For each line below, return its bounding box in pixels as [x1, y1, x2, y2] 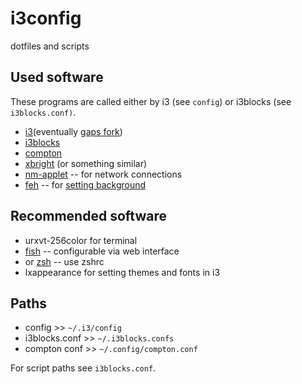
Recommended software [10, 208, 167, 225]
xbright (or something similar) [24, 157, 148, 169]
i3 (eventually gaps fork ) [24, 125, 123, 137]
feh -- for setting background [24, 178, 147, 191]
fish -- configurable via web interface [24, 245, 180, 257]
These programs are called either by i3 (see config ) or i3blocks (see [10, 95, 292, 107]
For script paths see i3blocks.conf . [10, 362, 157, 374]
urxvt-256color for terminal [24, 234, 138, 246]
